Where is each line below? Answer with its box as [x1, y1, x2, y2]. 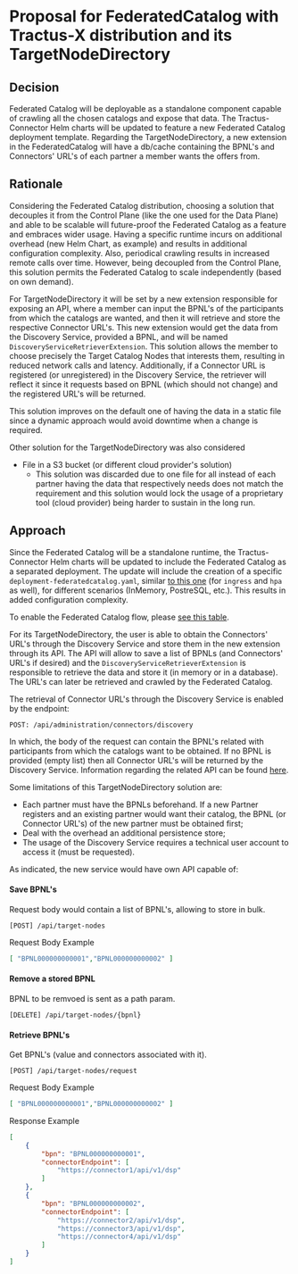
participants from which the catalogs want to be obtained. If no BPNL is [9, 745, 272, 756]
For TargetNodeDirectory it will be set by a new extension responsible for [9, 293, 278, 304]
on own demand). [9, 276, 74, 287]
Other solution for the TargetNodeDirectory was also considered [9, 442, 245, 453]
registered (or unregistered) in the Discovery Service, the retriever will [9, 369, 267, 380]
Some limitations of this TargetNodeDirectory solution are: [9, 781, 223, 792]
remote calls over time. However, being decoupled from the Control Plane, [9, 257, 282, 268]
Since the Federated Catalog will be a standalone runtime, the [9, 546, 236, 557]
